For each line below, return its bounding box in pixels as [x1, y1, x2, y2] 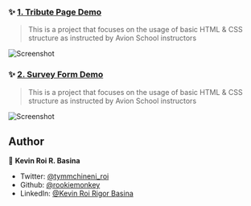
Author [8, 134, 44, 148]
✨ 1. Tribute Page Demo [8, 6, 102, 18]
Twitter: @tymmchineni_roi [19, 171, 109, 181]
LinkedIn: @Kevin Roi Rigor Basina [19, 188, 134, 199]
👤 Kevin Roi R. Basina [8, 156, 80, 166]
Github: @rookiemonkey [19, 180, 101, 190]
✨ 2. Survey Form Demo [8, 69, 104, 80]
